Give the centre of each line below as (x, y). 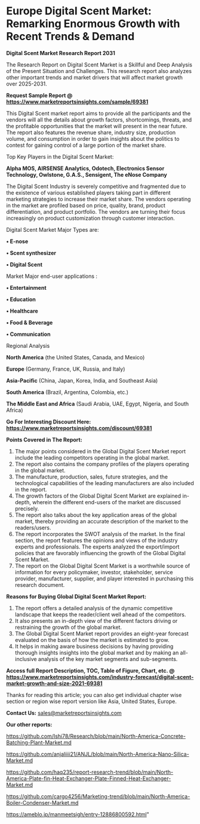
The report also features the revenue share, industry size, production (91, 132)
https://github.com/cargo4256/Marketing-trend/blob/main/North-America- (98, 796)
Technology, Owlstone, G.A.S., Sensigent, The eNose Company (87, 174)
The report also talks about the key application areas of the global (96, 515)
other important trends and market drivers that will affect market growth (95, 77)
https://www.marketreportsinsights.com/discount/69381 (79, 428)
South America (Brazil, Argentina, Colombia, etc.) (67, 392)
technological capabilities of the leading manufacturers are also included (104, 483)
